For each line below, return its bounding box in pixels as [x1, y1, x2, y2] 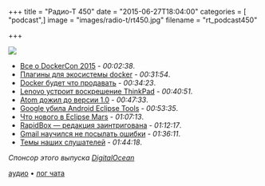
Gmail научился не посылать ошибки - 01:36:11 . [19, 129, 181, 138]
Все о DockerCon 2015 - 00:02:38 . [19, 61, 136, 70]
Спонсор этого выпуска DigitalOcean [8, 153, 135, 162]
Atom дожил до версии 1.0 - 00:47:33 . [19, 95, 149, 105]
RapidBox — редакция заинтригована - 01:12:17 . [19, 121, 182, 130]
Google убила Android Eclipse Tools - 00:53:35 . [19, 104, 178, 113]
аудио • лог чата [8, 168, 65, 178]
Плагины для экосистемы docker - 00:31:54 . [19, 69, 171, 79]
